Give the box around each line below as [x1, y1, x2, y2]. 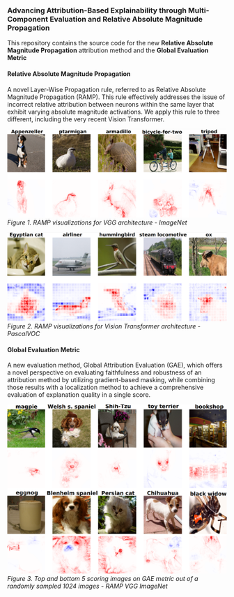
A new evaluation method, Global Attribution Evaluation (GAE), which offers [7, 361, 223, 370]
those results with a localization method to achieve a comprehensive [7, 383, 204, 392]
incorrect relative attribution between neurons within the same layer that [7, 100, 214, 108]
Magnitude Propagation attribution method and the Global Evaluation [7, 46, 209, 54]
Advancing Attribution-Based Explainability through [7, 6, 187, 15]
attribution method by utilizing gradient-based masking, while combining [7, 376, 216, 384]
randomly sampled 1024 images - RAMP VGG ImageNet [7, 582, 169, 591]
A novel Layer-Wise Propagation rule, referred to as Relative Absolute [7, 85, 207, 93]
